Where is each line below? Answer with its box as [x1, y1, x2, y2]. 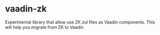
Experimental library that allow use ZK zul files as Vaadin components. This [5, 19, 155, 25]
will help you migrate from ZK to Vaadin [5, 24, 84, 30]
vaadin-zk [5, 3, 47, 14]
